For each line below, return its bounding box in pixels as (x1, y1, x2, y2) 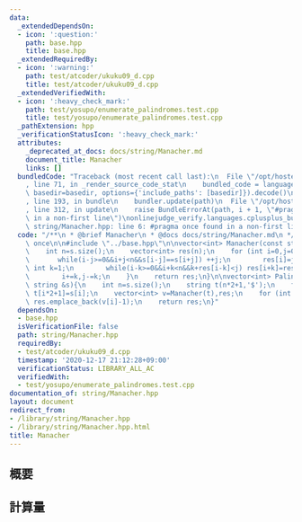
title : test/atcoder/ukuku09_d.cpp (25, 80, 159, 89)
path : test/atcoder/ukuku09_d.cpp (25, 72, 155, 81)
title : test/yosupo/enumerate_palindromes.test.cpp (25, 113, 223, 122)
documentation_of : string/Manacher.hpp (9, 389, 159, 398)
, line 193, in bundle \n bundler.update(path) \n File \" (25, 197, 259, 207)
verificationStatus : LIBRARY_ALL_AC (17, 364, 155, 373)
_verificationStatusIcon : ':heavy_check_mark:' (17, 130, 200, 139)
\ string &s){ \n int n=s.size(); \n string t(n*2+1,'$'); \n (25, 280, 276, 289)
